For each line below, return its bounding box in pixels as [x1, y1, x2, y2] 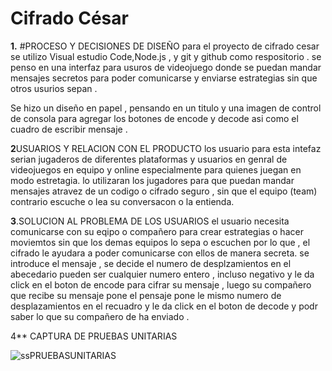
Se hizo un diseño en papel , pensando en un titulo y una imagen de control [10, 102, 322, 114]
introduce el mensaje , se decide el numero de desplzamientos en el [10, 257, 292, 269]
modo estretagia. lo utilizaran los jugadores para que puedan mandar [10, 174, 295, 186]
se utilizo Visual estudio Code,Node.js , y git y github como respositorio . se [10, 50, 322, 62]
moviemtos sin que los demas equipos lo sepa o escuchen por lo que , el [10, 236, 311, 248]
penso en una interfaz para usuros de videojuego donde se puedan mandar [10, 61, 322, 73]
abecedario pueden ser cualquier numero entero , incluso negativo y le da [10, 268, 315, 280]
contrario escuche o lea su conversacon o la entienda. [10, 195, 235, 207]
